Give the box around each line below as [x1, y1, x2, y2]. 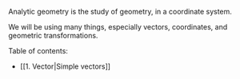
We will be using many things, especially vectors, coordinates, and [8, 22, 228, 31]
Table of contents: [8, 46, 68, 55]
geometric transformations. [8, 31, 98, 40]
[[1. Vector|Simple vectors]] [19, 61, 110, 71]
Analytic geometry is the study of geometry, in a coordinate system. [8, 7, 232, 16]
